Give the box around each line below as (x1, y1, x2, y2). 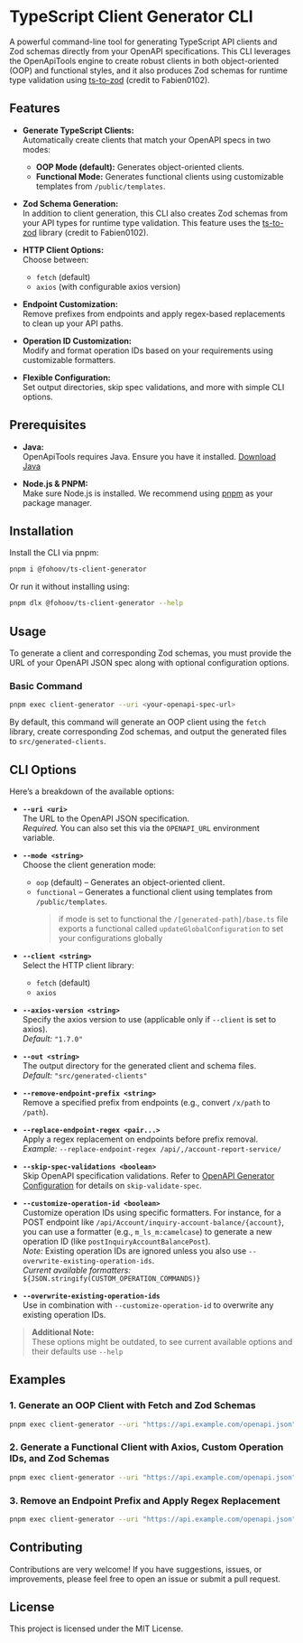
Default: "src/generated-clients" (22, 1069, 148, 1080)
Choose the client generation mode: (22, 859, 156, 870)
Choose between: (22, 254, 88, 265)
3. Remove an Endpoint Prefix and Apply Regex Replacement (9, 1494, 281, 1507)
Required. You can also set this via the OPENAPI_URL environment (22, 822, 260, 833)
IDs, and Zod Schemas (9, 1452, 110, 1465)
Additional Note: (31, 1326, 95, 1338)
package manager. (22, 497, 93, 508)
